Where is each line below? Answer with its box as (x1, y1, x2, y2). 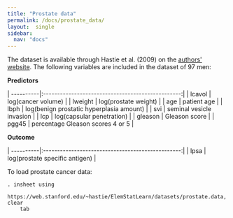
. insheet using (7, 181, 55, 189)
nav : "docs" (13, 36, 49, 43)
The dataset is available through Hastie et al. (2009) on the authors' (7, 55, 203, 64)
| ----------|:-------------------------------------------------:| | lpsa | (7, 147, 206, 155)
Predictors (7, 76, 38, 85)
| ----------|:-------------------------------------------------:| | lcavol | (7, 90, 211, 99)
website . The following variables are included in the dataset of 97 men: (7, 63, 211, 71)
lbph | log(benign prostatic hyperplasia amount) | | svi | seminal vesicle (7, 105, 212, 113)
